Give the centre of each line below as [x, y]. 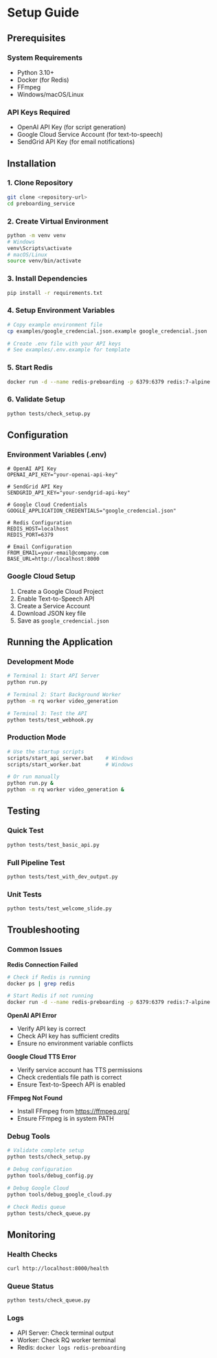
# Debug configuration [39, 1170]
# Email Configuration [39, 547]
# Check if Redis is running [49, 977]
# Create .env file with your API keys [64, 344]
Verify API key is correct [51, 1029]
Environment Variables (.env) [57, 454]
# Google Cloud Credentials [47, 505]
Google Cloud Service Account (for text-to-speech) [90, 135]
